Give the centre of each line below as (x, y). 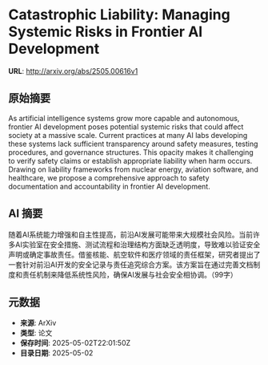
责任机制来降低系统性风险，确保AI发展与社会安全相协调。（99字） (130, 274)
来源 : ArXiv (38, 323)
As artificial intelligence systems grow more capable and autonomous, (124, 118)
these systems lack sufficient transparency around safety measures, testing (133, 144)
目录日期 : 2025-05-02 (56, 353)
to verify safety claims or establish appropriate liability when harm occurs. (130, 160)
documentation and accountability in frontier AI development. (109, 186)
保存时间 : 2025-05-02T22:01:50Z (75, 343)
